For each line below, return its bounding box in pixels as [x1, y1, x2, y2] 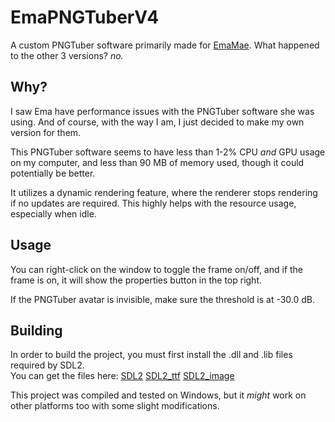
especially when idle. [10, 207, 97, 220]
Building [10, 322, 63, 339]
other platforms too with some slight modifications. [10, 400, 220, 412]
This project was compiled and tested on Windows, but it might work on [10, 389, 307, 401]
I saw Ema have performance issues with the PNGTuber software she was [10, 105, 315, 117]
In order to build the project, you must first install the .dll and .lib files [10, 349, 293, 361]
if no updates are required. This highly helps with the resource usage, [10, 197, 297, 209]
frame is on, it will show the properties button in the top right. [10, 274, 263, 286]
